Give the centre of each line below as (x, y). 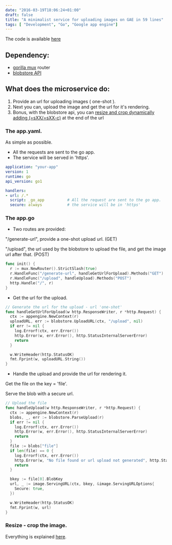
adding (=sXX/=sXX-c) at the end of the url (58, 118)
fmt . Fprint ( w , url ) (31, 508)
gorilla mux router (31, 68)
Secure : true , (29, 489)
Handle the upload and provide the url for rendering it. (70, 374)
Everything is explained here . (36, 536)
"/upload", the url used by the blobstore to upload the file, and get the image (86, 249)
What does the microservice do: (58, 89)
